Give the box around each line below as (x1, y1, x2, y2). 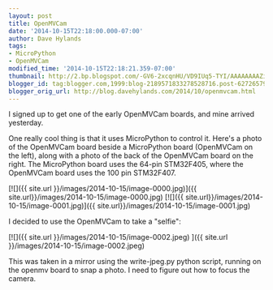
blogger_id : (8, 79, 49, 87)
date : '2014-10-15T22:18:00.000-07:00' (8, 27, 144, 35)
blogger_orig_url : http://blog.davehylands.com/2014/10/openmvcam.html (8, 87, 256, 96)
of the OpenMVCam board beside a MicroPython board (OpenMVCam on (8, 143, 253, 152)
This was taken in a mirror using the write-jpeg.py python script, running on (8, 257, 262, 267)
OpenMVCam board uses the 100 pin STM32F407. (8, 168, 176, 178)
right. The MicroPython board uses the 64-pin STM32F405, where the (8, 160, 244, 169)
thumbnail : (8, 72, 45, 80)
